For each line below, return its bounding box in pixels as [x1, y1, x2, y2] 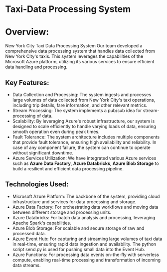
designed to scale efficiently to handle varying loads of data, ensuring [12, 123, 156, 129]
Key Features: [5, 78, 49, 87]
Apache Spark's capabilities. [12, 220, 71, 226]
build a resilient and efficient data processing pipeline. [12, 165, 124, 171]
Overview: [5, 26, 49, 38]
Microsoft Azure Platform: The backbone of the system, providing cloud [12, 193, 160, 199]
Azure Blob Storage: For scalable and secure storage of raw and [12, 225, 145, 231]
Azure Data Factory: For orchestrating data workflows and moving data [12, 204, 159, 210]
